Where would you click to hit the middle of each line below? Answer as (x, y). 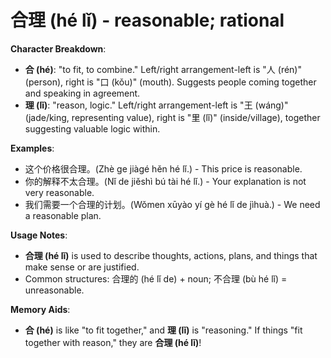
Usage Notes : (39, 235)
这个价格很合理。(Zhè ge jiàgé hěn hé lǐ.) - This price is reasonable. (163, 168)
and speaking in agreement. (82, 93)
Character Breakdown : (58, 48)
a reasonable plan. (63, 215)
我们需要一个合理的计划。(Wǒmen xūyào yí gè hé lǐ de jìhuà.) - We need (172, 204)
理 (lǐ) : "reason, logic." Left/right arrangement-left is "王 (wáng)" (156, 105)
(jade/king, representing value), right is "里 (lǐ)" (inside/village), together (172, 117)
